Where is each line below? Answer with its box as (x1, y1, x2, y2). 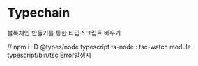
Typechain (7, 5, 70, 21)
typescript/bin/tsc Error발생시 (7, 51, 92, 59)
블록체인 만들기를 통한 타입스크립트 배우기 (7, 28, 121, 37)
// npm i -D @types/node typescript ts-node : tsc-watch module (7, 42, 192, 51)
